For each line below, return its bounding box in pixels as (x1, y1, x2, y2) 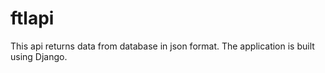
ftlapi (10, 7, 55, 30)
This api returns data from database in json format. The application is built (10, 40, 315, 52)
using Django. (10, 50, 68, 62)
